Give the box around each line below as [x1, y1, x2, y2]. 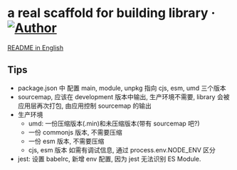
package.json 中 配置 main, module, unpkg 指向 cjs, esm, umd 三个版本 [17, 84, 226, 92]
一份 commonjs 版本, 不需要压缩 [28, 127, 122, 136]
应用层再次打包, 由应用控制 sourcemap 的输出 [17, 101, 152, 110]
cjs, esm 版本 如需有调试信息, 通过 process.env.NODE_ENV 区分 [28, 145, 216, 154]
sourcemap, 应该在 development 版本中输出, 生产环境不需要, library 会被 [17, 92, 230, 101]
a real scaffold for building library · [7, 5, 216, 21]
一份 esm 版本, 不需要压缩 [28, 137, 105, 145]
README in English [7, 43, 64, 52]
